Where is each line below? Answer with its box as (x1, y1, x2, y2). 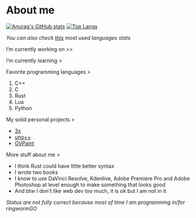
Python (14, 104, 32, 111)
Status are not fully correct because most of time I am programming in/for (6, 199, 185, 206)
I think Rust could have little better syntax (14, 162, 115, 169)
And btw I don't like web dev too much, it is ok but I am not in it (14, 187, 167, 194)
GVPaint (14, 139, 35, 147)
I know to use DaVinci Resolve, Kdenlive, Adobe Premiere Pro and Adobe (14, 175, 190, 182)
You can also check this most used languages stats (6, 34, 130, 41)
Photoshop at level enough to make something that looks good (14, 181, 166, 188)
